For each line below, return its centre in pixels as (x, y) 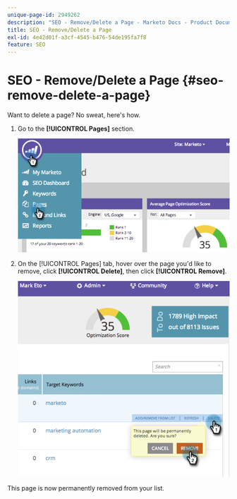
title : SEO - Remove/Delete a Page (60, 30)
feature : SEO (26, 45)
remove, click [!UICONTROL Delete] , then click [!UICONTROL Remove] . (122, 271)
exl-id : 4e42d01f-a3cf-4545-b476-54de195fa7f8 (77, 37)
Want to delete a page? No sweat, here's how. (74, 115)
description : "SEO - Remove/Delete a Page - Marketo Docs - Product (110, 22)
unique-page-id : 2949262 (44, 15)
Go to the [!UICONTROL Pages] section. (76, 129)
